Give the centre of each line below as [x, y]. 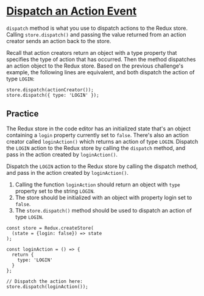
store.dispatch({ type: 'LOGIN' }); [53, 95]
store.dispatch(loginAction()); [47, 287]
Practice [23, 114]
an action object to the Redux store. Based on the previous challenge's [95, 66]
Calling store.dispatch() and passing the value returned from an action [96, 34]
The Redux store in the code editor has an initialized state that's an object [98, 129]
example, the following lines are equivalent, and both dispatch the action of [100, 72]
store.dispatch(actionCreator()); [50, 90]
